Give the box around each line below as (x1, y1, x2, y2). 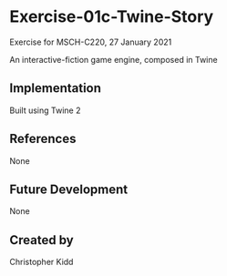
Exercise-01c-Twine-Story (9, 6, 214, 27)
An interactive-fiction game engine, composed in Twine (9, 54, 218, 65)
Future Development (9, 181, 129, 197)
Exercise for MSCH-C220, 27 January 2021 (9, 36, 172, 47)
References (9, 131, 77, 147)
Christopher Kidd (9, 257, 74, 268)
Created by (9, 232, 75, 248)
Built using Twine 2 (9, 105, 81, 116)
